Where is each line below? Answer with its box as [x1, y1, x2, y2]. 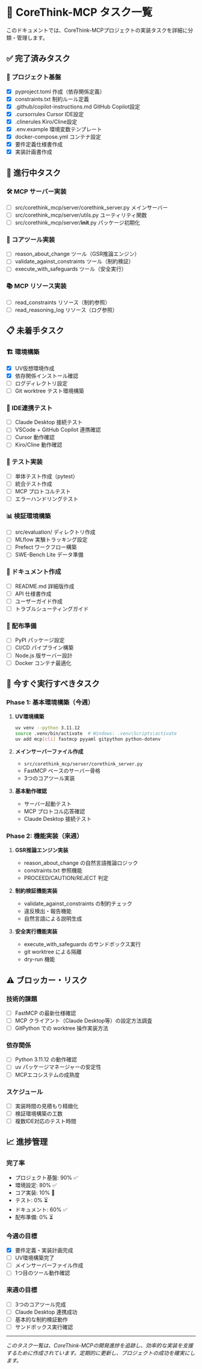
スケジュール [6, 1088, 43, 1096]
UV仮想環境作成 [14, 364, 55, 372]
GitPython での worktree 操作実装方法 [14, 1024, 109, 1032]
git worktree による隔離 [23, 948, 82, 955]
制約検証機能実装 [14, 887, 58, 894]
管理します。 [16, 34, 48, 41]
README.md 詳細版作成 [14, 582, 75, 590]
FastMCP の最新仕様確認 [14, 1009, 76, 1017]
